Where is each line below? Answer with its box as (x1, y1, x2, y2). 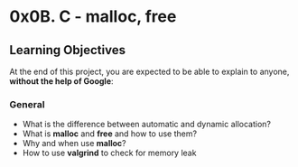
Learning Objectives (9, 42, 126, 58)
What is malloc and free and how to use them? (22, 128, 197, 139)
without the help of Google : (9, 76, 115, 87)
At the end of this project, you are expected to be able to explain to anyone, (9, 66, 290, 77)
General (9, 97, 45, 110)
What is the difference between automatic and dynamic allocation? (22, 119, 271, 130)
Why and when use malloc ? (22, 138, 126, 149)
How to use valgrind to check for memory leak (22, 147, 197, 159)
